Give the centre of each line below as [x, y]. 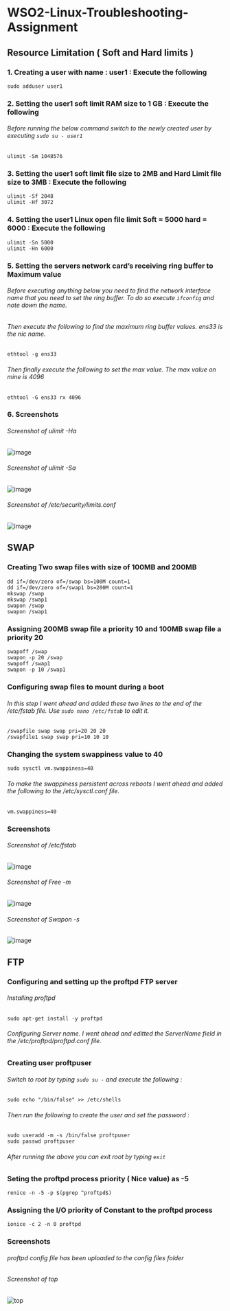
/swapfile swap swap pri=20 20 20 [57, 731]
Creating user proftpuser [49, 1062]
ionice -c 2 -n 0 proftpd [44, 1224]
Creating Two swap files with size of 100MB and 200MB [102, 567]
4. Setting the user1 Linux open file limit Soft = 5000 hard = [107, 220]
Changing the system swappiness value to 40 [85, 755]
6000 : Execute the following [56, 228]
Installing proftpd [31, 998]
